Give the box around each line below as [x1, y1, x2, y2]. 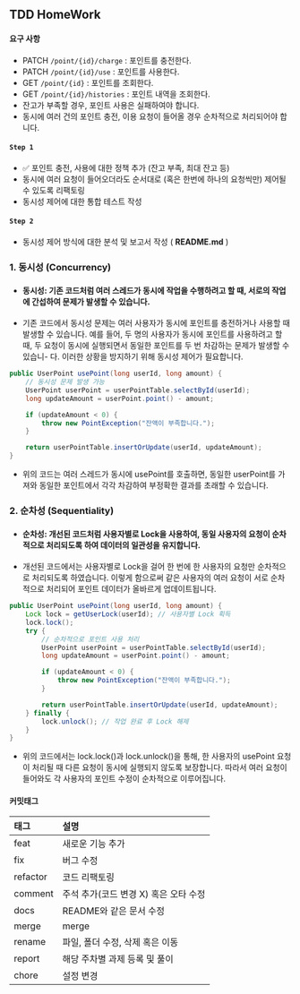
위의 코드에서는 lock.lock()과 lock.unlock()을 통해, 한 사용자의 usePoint [21, 751, 275, 762]
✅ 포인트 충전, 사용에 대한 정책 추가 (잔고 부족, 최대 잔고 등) [21, 162, 230, 173]
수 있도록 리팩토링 [21, 184, 85, 195]
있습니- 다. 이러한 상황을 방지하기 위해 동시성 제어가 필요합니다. [21, 351, 244, 362]
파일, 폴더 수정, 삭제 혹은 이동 [62, 936, 179, 948]
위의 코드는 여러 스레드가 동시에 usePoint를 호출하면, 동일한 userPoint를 [21, 469, 276, 479]
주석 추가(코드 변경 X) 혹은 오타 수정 [62, 888, 206, 901]
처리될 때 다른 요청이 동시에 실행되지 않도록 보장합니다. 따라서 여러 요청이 [31, 762, 288, 773]
